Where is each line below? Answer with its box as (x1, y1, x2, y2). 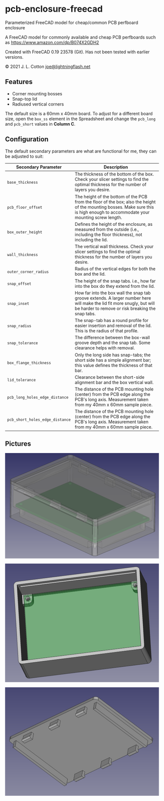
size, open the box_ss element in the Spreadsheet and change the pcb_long (5, 116, 156, 122)
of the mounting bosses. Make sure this (75, 204, 154, 210)
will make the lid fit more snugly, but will (75, 300, 155, 306)
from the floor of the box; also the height (75, 199, 156, 205)
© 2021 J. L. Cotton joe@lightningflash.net (5, 64, 91, 69)
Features (5, 78, 33, 86)
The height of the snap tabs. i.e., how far (75, 278, 156, 284)
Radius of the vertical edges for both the (75, 266, 156, 272)
